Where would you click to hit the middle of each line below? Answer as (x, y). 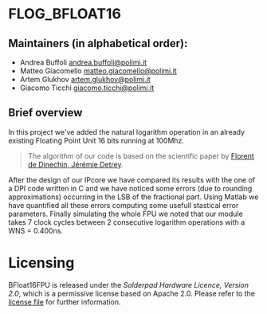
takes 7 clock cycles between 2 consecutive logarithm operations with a (127, 222)
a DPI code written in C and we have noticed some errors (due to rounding (130, 188)
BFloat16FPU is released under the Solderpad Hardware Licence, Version (129, 285)
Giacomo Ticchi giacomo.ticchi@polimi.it (87, 88)
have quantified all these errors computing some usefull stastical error (124, 205)
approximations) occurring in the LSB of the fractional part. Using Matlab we (133, 197)
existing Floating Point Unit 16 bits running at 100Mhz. (96, 140)
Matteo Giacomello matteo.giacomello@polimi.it (98, 71)
